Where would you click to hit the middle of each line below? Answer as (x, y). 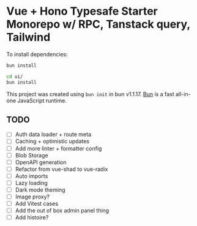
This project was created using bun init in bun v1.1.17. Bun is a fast (90, 94)
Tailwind (28, 37)
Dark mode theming (40, 190)
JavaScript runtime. (42, 100)
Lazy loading (31, 183)
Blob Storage (32, 155)
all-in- (183, 94)
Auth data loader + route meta (53, 134)
